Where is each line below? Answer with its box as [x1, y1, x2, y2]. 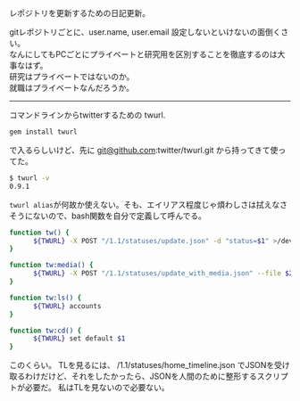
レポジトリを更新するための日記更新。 [9, 8, 150, 18]
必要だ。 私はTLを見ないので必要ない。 [24, 382, 170, 393]
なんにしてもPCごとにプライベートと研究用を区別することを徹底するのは [9, 49, 279, 60]
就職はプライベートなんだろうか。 [9, 83, 134, 93]
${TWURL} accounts [32, 301, 102, 310]
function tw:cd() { [9, 326, 82, 335]
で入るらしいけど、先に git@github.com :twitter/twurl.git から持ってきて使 [9, 144, 279, 155]
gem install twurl [9, 127, 78, 136]
